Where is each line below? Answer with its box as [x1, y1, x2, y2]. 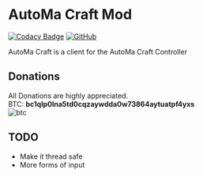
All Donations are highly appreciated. [8, 91, 129, 100]
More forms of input [19, 160, 85, 169]
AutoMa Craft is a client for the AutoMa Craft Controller [8, 47, 188, 56]
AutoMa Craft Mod [8, 6, 133, 24]
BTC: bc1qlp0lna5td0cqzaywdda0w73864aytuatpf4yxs [8, 99, 195, 108]
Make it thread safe [19, 152, 83, 161]
